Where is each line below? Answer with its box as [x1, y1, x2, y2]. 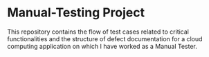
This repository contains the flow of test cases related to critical [7, 27, 189, 36]
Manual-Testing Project [7, 5, 145, 21]
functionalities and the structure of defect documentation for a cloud [7, 34, 203, 43]
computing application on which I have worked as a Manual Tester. [7, 42, 197, 50]
